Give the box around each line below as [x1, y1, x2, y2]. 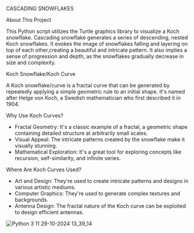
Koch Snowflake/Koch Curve [6, 71, 76, 77]
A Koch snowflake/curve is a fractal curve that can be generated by [6, 82, 170, 89]
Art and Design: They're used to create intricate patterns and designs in [14, 178, 189, 184]
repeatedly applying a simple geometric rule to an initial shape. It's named [6, 88, 185, 95]
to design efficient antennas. [14, 209, 84, 215]
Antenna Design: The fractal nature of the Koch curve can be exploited [14, 202, 186, 209]
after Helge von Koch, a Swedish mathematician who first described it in [6, 94, 181, 101]
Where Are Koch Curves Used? [6, 166, 82, 173]
